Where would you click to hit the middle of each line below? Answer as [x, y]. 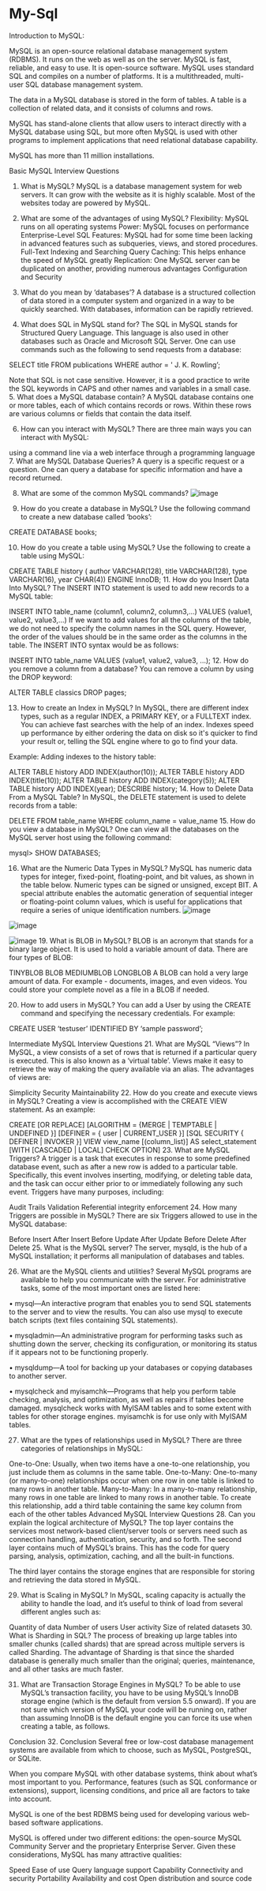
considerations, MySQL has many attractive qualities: [96, 1854]
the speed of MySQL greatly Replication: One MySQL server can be [130, 260]
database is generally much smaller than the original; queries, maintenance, [132, 1660]
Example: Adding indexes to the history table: [82, 756]
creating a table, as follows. [65, 1726]
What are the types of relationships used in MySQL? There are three [131, 1440]
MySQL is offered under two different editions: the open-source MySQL [126, 1837]
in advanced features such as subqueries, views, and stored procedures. [139, 243]
